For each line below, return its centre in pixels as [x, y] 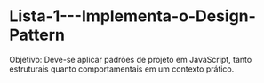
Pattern [37, 35]
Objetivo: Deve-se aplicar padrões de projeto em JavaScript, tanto [131, 59]
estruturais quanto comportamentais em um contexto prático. [122, 69]
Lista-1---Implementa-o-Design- [132, 16]
